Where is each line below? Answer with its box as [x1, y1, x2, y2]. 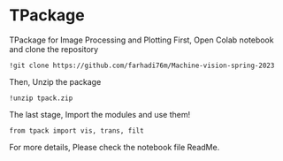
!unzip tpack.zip [9, 94, 73, 103]
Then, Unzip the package [9, 76, 102, 87]
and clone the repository [9, 43, 99, 54]
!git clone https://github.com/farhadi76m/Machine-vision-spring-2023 [9, 61, 275, 70]
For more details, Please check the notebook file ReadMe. [9, 142, 220, 152]
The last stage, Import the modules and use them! [9, 109, 191, 119]
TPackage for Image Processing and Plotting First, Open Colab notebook [9, 34, 274, 45]
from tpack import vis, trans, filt [9, 126, 144, 135]
